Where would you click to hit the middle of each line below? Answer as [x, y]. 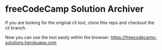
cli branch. [16, 27]
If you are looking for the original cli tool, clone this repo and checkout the [80, 23]
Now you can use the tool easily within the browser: [57, 37]
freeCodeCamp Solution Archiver [74, 9]
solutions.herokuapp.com [31, 42]
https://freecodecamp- [134, 37]
